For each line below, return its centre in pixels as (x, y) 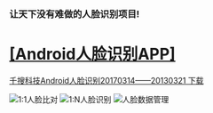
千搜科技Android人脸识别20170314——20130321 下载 (106, 80)
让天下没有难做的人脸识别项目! (75, 13)
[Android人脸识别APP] (92, 54)
